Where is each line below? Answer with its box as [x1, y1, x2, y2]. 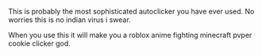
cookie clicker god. [8, 39, 71, 48]
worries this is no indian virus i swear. [8, 15, 131, 24]
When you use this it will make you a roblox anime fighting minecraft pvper [8, 31, 252, 39]
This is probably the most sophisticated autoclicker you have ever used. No [8, 7, 255, 16]
